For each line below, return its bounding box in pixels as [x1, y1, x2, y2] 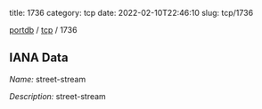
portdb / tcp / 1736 [9, 25, 78, 35]
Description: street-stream [9, 90, 107, 101]
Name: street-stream [9, 74, 86, 84]
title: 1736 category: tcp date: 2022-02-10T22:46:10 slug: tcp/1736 [9, 8, 254, 18]
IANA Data [9, 51, 69, 66]
